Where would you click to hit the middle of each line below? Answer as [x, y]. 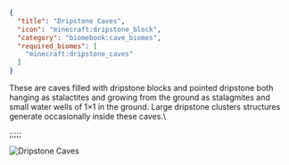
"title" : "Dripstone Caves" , [71, 21]
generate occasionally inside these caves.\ [88, 116]
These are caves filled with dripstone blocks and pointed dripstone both [141, 88]
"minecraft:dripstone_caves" [79, 54]
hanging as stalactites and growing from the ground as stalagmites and [140, 97]
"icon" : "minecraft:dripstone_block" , [90, 29]
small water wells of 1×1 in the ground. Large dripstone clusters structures [145, 107]
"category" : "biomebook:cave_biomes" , [90, 37]
